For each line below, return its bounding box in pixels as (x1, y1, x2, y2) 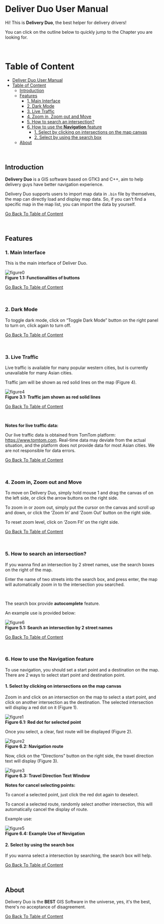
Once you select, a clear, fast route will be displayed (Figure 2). (5, 729, 133, 735)
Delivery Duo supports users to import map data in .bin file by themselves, (5, 191, 156, 197)
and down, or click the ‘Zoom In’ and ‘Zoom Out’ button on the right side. (5, 510, 152, 516)
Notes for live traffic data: (5, 422, 59, 428)
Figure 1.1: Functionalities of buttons (5, 275, 80, 281)
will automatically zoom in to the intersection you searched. (5, 581, 125, 587)
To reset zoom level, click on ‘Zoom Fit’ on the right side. (5, 519, 119, 525)
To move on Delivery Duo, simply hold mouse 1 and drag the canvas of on (5, 490, 154, 496)
